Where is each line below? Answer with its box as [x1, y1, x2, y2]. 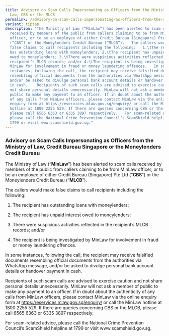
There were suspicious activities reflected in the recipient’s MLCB [12, 221, 148, 227]
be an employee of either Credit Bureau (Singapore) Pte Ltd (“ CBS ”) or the [5, 171, 159, 177]
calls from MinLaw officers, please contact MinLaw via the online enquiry [5, 294, 157, 300]
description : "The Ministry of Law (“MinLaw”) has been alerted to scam [5, 26, 161, 31]
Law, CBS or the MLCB [10, 12, 55, 17]
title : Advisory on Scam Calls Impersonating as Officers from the [5, 7, 150, 13]
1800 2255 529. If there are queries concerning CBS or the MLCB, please [5, 304, 157, 311]
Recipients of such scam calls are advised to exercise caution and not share [5, 277, 162, 283]
